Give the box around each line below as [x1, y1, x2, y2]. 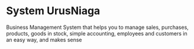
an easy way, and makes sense [6, 36, 82, 43]
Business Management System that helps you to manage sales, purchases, [6, 24, 189, 31]
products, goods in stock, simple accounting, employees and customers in [6, 30, 187, 37]
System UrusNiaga [6, 4, 101, 18]
